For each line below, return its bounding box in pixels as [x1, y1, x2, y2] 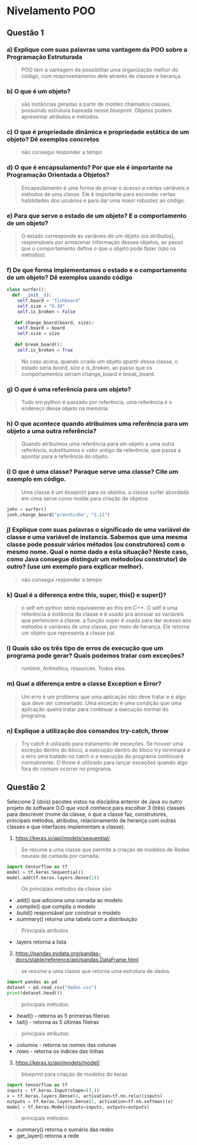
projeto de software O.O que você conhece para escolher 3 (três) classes [6, 804, 185, 811]
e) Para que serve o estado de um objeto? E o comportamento [6, 212, 187, 220]
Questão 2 [6, 782, 46, 792]
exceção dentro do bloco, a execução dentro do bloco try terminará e [21, 746, 191, 753]
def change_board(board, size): [14, 320, 94, 326]
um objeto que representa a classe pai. [21, 629, 116, 636]
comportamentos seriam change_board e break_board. [21, 370, 156, 378]
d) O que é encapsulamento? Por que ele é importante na [6, 164, 173, 172]
